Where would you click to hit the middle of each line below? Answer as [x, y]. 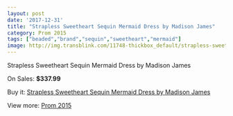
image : [17, 46]
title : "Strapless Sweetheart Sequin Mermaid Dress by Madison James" [111, 26]
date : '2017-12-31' [35, 20]
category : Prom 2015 [37, 33]
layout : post [26, 13]
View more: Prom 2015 [40, 105]
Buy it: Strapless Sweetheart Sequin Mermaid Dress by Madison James [109, 92]
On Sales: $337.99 [34, 79]
